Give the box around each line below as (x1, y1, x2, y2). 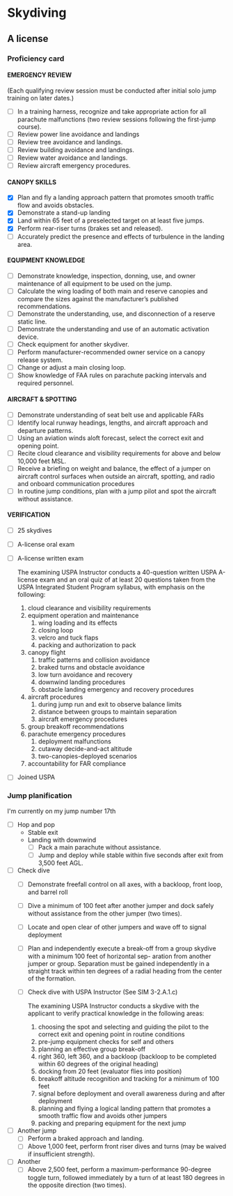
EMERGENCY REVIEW (7, 71, 72, 80)
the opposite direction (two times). (27, 1181, 127, 1189)
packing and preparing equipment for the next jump (38, 1119, 186, 1128)
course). (17, 122, 42, 130)
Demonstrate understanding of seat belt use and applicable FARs (17, 410, 204, 419)
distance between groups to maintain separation (38, 708, 177, 716)
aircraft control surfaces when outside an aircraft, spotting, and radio (17, 472, 216, 480)
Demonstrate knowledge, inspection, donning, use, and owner (17, 271, 196, 280)
